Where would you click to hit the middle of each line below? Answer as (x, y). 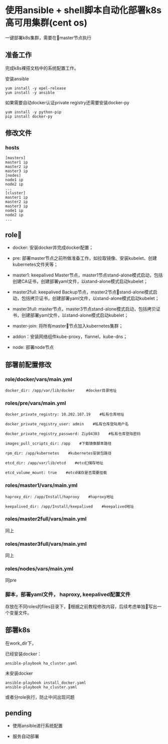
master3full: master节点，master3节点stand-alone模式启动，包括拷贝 (84, 309)
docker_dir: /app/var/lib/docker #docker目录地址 (61, 390)
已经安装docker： (23, 654)
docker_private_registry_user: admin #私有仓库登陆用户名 (67, 424)
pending (19, 713)
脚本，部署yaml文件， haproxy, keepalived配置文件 (68, 594)
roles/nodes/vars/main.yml (39, 569)
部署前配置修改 (28, 364)
